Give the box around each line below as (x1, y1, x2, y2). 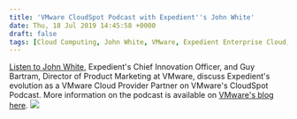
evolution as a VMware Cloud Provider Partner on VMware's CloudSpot (9, 80, 269, 91)
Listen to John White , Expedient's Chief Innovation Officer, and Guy (9, 62, 255, 72)
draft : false (9, 29, 57, 38)
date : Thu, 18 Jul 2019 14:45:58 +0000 (9, 21, 156, 30)
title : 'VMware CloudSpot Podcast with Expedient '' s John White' (9, 12, 255, 22)
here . (9, 100, 28, 111)
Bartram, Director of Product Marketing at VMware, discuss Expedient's (9, 71, 270, 82)
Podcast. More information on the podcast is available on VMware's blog (9, 90, 274, 100)
